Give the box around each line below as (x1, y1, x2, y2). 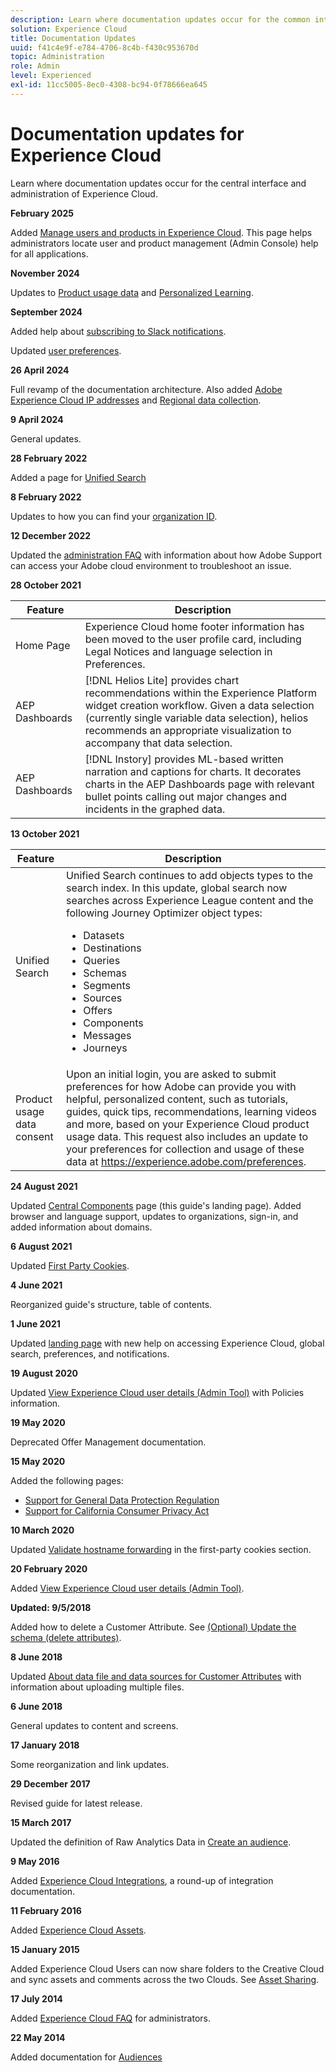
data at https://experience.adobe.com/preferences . (66, 1154, 307, 1168)
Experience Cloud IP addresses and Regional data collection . (10, 394, 262, 406)
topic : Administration (10, 52, 105, 62)
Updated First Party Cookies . (10, 1259, 130, 1271)
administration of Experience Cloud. (10, 187, 158, 200)
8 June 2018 (10, 1651, 63, 1663)
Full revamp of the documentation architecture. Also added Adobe (10, 383, 283, 395)
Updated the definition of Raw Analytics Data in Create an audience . (10, 1836, 292, 1848)
